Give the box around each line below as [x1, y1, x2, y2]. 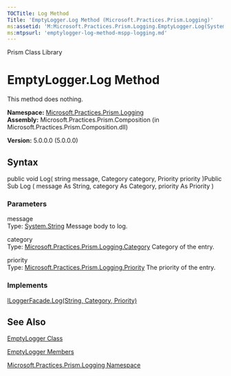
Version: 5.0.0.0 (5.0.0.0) [7, 136, 78, 145]
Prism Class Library [7, 48, 63, 56]
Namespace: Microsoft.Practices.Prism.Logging [7, 108, 144, 117]
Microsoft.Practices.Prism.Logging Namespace [7, 361, 141, 369]
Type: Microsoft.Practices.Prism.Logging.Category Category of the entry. [7, 242, 214, 251]
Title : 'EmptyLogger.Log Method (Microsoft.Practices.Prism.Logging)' [7, 17, 214, 23]
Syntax [7, 156, 38, 168]
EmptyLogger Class [7, 335, 63, 343]
